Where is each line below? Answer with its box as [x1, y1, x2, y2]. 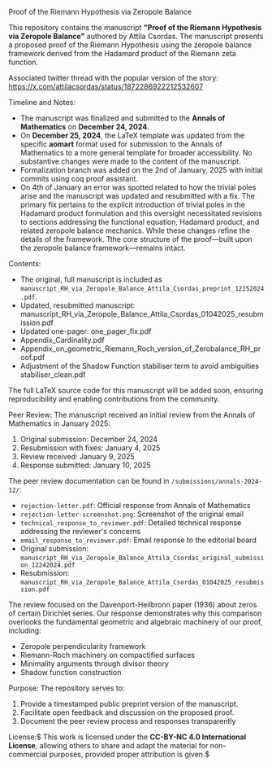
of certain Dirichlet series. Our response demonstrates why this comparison [8, 608, 262, 618]
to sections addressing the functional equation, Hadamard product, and [19, 217, 260, 226]
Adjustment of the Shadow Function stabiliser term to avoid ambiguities [19, 362, 260, 370]
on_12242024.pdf [19, 561, 76, 569]
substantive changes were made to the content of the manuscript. [19, 156, 241, 166]
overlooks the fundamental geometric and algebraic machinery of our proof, [8, 617, 263, 626]
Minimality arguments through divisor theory [19, 659, 169, 668]
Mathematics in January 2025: [8, 419, 111, 428]
